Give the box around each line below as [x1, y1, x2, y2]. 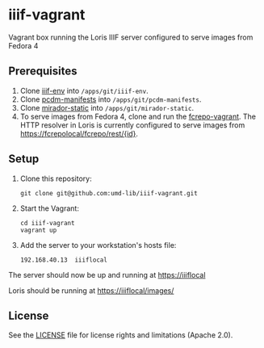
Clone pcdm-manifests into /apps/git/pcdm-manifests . [19, 94, 202, 104]
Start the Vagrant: [19, 203, 79, 213]
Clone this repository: [19, 174, 92, 183]
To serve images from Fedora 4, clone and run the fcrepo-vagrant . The [19, 111, 257, 121]
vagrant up [19, 226, 57, 234]
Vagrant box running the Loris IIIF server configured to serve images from [8, 32, 254, 42]
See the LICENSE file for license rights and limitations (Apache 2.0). [8, 330, 233, 340]
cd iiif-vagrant [19, 219, 75, 227]
